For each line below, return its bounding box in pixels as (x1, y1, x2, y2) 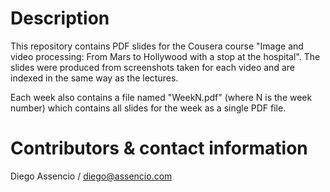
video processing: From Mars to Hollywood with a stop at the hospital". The (10, 50, 321, 62)
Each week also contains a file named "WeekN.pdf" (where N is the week (10, 91, 313, 103)
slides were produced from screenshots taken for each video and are (10, 61, 295, 73)
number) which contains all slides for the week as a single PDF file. (10, 102, 287, 114)
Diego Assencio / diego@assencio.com (10, 170, 173, 182)
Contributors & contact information (10, 137, 308, 160)
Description (10, 7, 110, 30)
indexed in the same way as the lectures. (10, 72, 179, 84)
